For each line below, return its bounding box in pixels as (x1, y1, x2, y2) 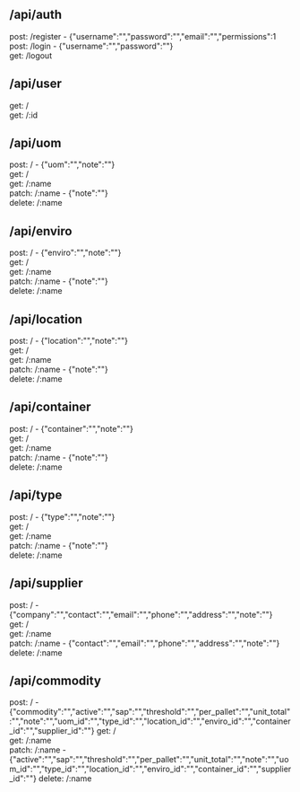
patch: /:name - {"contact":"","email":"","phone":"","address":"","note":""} (9, 638, 280, 648)
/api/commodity (9, 673, 101, 688)
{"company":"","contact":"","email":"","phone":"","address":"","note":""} (9, 609, 273, 620)
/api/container (9, 400, 91, 415)
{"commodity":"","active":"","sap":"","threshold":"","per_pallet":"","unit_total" (9, 707, 291, 717)
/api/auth (9, 7, 63, 22)
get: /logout (9, 49, 52, 61)
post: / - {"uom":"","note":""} (9, 159, 116, 170)
